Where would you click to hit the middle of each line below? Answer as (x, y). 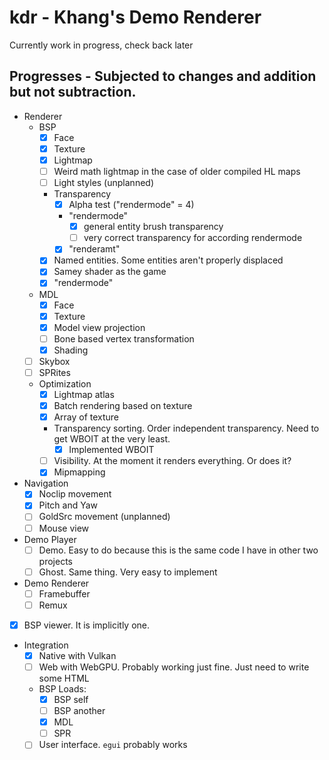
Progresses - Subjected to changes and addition (163, 76)
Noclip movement (75, 494)
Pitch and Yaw (68, 505)
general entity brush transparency (153, 227)
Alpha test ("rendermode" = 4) (131, 205)
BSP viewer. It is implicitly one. (87, 625)
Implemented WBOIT (111, 450)
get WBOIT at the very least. (112, 439)
